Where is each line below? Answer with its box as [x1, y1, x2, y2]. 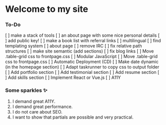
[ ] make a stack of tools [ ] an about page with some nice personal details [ [5, 32, 160, 38]
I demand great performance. [12, 103, 73, 110]
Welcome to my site [5, 3, 88, 15]
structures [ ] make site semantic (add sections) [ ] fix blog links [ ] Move [5, 48, 154, 54]
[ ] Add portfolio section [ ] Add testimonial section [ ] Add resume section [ [5, 69, 160, 75]
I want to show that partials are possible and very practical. [12, 114, 134, 120]
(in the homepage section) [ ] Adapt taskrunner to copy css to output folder [5, 64, 160, 70]
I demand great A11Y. [12, 98, 56, 104]
